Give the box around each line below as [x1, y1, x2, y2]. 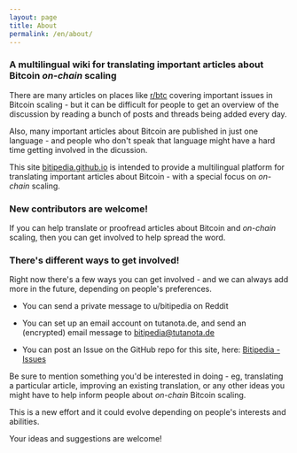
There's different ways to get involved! [9, 254, 180, 266]
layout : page [9, 12, 58, 22]
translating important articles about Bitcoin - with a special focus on [9, 171, 257, 181]
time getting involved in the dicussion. [9, 144, 148, 155]
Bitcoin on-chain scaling [9, 70, 117, 82]
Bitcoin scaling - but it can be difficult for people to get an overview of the [9, 99, 279, 110]
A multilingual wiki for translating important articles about [9, 58, 264, 71]
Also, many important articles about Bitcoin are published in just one [9, 126, 259, 136]
